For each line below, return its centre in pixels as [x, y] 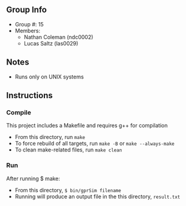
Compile [19, 112]
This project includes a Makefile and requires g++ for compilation [87, 126]
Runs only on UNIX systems [49, 77]
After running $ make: [33, 178]
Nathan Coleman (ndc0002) [58, 37]
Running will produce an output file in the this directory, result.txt [97, 196]
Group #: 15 [29, 24]
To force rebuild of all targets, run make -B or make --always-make [95, 144]
